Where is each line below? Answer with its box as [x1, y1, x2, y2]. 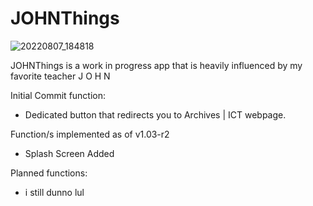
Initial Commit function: [10, 89, 107, 101]
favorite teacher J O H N [10, 70, 111, 82]
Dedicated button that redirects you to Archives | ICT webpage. [24, 108, 287, 121]
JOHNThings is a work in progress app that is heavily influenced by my [10, 59, 303, 71]
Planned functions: [10, 167, 88, 179]
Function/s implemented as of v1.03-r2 [10, 128, 170, 140]
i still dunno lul [24, 186, 85, 198]
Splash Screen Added [24, 147, 115, 159]
